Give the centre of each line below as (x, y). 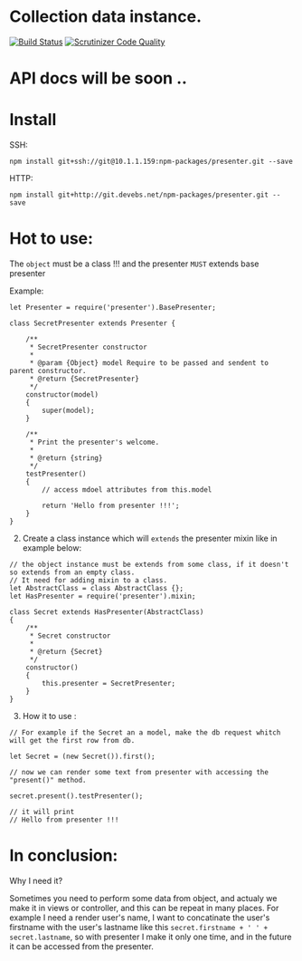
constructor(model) (62, 395)
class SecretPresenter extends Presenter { (93, 323)
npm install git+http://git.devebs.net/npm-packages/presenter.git (139, 195)
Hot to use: (51, 239)
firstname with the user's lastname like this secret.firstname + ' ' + (139, 927)
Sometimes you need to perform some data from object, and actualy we (143, 898)
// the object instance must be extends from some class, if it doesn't (149, 564)
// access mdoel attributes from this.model (127, 490)
